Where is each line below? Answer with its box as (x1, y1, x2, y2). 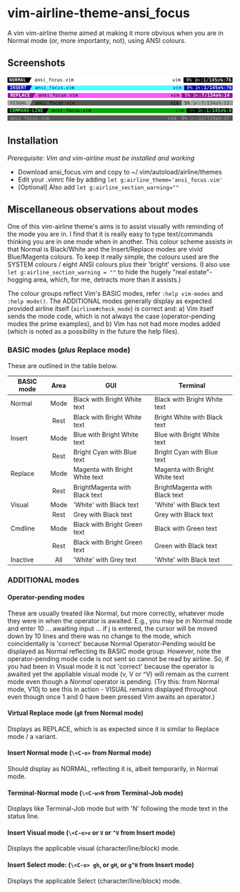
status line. (7, 812, 40, 821)
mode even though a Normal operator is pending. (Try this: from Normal (7, 677, 219, 685)
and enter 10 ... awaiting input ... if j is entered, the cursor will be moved (7, 624, 218, 633)
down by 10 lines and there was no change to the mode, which (7, 631, 191, 640)
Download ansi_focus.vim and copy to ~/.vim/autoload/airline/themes (17, 167, 223, 176)
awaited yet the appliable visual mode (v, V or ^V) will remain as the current (7, 670, 229, 678)
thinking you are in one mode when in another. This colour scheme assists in (7, 237, 233, 246)
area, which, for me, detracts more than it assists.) (33, 275, 181, 284)
